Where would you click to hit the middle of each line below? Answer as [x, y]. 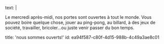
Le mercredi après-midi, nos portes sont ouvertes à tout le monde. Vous [79, 17]
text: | [11, 8]
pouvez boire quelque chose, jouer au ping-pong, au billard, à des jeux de [80, 22]
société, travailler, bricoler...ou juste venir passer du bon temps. [70, 28]
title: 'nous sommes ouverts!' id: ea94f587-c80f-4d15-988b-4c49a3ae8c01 [82, 37]
